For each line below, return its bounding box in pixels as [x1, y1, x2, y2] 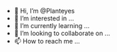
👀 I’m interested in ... [13, 14, 74, 22]
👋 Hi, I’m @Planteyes [13, 7, 75, 15]
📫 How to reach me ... [13, 37, 80, 45]
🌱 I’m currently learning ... [13, 22, 90, 30]
